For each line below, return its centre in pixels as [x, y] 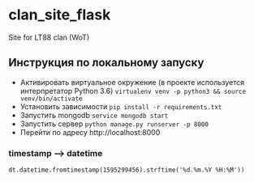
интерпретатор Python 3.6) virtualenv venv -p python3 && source [133, 91]
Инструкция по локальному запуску [106, 63]
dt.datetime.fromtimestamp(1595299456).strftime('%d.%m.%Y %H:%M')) [127, 170]
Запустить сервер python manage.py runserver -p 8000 [114, 124]
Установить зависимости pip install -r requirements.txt [121, 106]
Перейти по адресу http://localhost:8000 [90, 132]
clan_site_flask [60, 15]
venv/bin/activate [51, 99]
